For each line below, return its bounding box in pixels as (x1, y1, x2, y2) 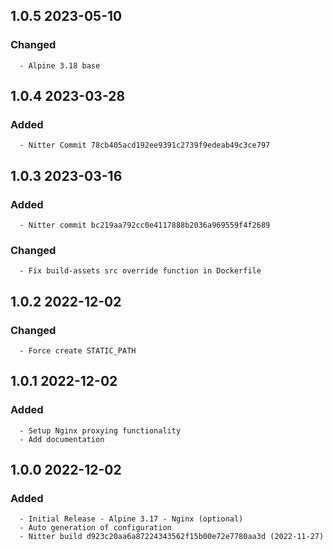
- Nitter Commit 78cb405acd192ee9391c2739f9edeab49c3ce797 (19, 140, 271, 151)
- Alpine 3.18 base (19, 60, 101, 71)
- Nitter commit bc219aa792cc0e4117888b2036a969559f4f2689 (19, 220, 271, 231)
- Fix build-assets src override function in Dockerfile (19, 266, 262, 276)
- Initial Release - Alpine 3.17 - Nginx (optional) (19, 514, 244, 524)
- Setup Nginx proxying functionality (19, 425, 182, 436)
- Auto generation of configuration (19, 523, 172, 533)
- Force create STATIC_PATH (19, 346, 137, 356)
